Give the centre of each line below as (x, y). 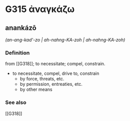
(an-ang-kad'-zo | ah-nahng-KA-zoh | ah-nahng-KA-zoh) (65, 40)
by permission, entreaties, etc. (51, 84)
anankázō (21, 28)
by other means (36, 89)
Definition (17, 53)
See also (16, 102)
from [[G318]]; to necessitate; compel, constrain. (55, 64)
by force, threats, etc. (42, 79)
